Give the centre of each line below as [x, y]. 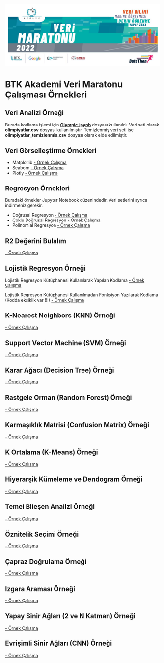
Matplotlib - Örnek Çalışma [40, 162]
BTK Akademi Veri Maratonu [64, 84]
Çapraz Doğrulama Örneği [46, 561]
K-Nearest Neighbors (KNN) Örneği [60, 316]
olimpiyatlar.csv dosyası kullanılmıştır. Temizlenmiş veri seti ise [69, 130]
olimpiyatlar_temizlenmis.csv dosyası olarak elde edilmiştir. [66, 135]
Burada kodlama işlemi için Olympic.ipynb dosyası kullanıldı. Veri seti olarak [82, 125]
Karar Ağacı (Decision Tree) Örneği [60, 370]
